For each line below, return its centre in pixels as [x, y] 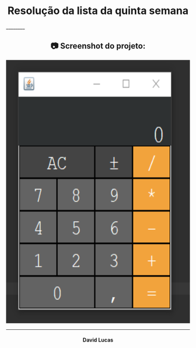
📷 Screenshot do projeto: [98, 46]
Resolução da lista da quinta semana [98, 11]
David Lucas [98, 340]
